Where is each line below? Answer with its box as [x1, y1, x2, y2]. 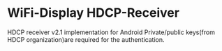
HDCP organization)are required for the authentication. [7, 35, 165, 43]
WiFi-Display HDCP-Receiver [7, 5, 180, 21]
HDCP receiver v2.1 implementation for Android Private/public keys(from [7, 28, 215, 36]
